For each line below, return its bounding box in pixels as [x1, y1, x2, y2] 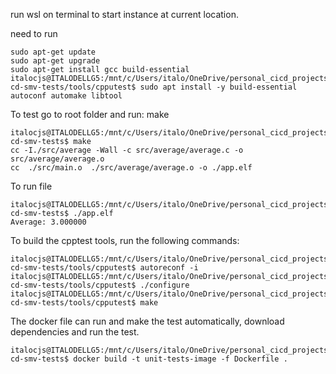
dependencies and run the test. [10, 326, 140, 338]
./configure [139, 280, 190, 290]
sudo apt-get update [10, 47, 97, 57]
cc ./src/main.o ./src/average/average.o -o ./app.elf [10, 163, 253, 173]
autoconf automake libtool [10, 91, 123, 101]
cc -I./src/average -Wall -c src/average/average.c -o [10, 145, 244, 155]
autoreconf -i [139, 263, 199, 273]
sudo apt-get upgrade [10, 56, 101, 66]
